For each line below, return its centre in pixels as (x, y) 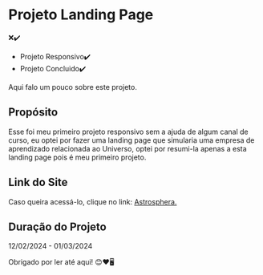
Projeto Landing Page (81, 15)
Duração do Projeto (57, 226)
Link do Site (38, 182)
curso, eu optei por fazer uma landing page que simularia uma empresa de (131, 140)
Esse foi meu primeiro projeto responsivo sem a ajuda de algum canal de (128, 131)
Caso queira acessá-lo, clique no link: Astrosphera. (93, 201)
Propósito (33, 113)
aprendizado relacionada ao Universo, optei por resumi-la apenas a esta (127, 148)
